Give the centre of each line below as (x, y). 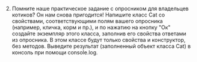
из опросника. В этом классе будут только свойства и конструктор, (99, 40)
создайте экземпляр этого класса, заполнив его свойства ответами (99, 34)
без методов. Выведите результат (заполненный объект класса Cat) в (101, 46)
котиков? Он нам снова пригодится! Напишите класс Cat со (88, 15)
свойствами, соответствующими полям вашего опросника (87, 21)
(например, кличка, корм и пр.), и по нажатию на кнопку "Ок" (91, 27)
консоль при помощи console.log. (55, 52)
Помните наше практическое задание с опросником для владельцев (100, 9)
